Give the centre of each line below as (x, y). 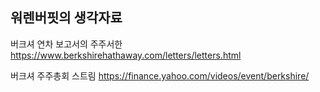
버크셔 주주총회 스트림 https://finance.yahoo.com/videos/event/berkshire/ (160, 75)
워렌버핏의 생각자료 (66, 18)
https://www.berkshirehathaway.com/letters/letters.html (126, 55)
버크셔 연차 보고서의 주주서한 (66, 44)
